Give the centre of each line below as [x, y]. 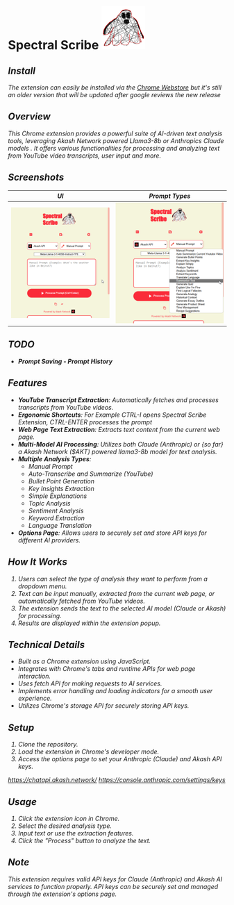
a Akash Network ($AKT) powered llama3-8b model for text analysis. [117, 451]
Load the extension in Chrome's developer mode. [89, 752]
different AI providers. [49, 540]
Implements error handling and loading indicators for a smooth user [115, 691]
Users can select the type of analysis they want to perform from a [112, 579]
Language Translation [60, 525]
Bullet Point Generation [61, 481]
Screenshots [36, 177]
